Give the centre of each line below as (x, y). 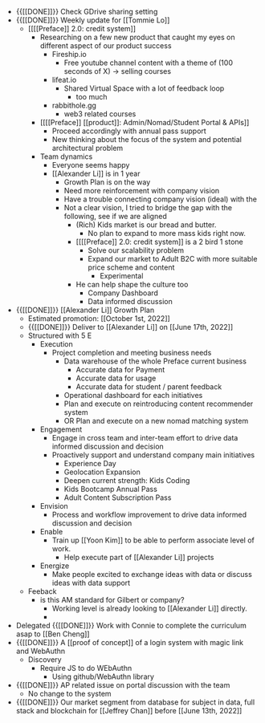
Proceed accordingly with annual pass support (129, 131)
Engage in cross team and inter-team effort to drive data (145, 438)
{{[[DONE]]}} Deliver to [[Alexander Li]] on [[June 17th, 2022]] (130, 327)
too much (92, 97)
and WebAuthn (41, 651)
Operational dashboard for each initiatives (133, 395)
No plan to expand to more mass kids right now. (167, 233)
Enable (51, 532)
